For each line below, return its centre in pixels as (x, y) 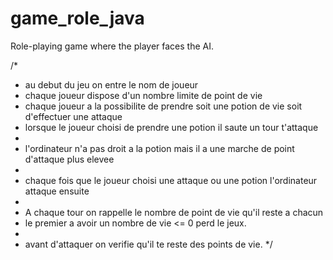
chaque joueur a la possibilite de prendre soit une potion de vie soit (163, 106)
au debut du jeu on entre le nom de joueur (111, 84)
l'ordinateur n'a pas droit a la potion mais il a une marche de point (159, 148)
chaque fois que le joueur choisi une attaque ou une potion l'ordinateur (171, 180)
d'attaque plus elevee (69, 159)
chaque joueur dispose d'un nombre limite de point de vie (143, 95)
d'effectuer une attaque (73, 116)
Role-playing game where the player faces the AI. (112, 46)
